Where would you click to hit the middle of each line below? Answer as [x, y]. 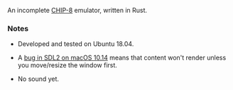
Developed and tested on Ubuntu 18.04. [76, 44]
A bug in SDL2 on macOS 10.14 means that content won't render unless [122, 58]
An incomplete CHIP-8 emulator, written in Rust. [77, 10]
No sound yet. [38, 79]
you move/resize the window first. [67, 65]
